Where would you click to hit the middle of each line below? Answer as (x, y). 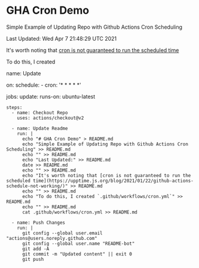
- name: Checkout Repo (40, 112)
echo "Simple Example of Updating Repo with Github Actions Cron (105, 144)
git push (33, 259)
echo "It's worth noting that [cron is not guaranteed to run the (106, 175)
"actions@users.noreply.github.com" (52, 238)
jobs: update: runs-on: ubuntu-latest (51, 96)
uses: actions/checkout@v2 (50, 118)
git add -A (36, 249)
